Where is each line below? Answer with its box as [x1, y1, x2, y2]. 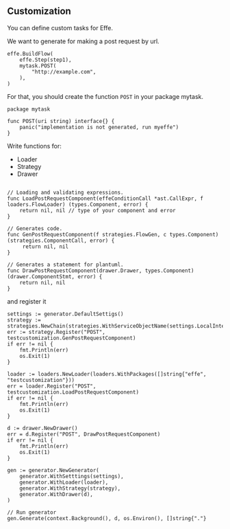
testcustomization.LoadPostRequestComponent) [7, 388, 139, 396]
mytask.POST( [19, 62, 57, 69]
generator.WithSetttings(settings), [19, 473, 125, 480]
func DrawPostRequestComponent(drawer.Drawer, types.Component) [7, 267, 194, 274]
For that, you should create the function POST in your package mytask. [7, 92, 204, 100]
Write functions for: [7, 142, 62, 150]
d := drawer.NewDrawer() [7, 425, 78, 431]
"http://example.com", [31, 68, 97, 75]
